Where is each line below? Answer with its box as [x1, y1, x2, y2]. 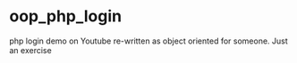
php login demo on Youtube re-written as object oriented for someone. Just [9, 35, 288, 46]
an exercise [9, 44, 52, 55]
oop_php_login [9, 6, 123, 27]
